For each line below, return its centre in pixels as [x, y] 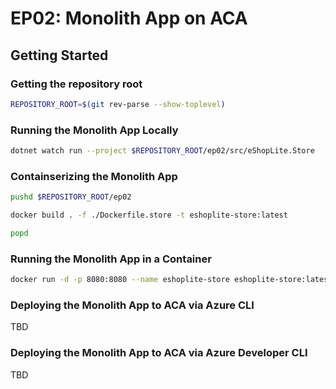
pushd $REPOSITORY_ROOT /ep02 [71, 197]
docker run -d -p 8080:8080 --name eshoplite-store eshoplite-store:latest [171, 280]
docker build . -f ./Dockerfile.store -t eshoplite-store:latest [149, 215]
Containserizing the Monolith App [94, 176]
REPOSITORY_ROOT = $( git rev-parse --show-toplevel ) [118, 104]
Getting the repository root [76, 84]
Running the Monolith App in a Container [111, 259]
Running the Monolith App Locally [94, 130]
